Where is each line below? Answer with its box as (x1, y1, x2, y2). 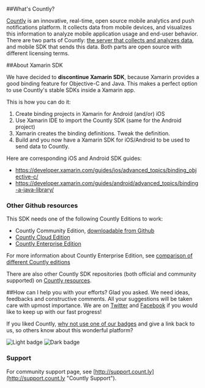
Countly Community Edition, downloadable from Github (15, 227, 155, 235)
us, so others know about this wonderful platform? (6, 327, 133, 334)
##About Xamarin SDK (6, 61, 63, 69)
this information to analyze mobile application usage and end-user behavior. (6, 30, 198, 37)
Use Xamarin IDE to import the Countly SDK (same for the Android (15, 116, 182, 124)
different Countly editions (6, 259, 70, 266)
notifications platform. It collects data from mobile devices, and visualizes (6, 24, 192, 31)
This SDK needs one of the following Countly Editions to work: (6, 215, 163, 223)
